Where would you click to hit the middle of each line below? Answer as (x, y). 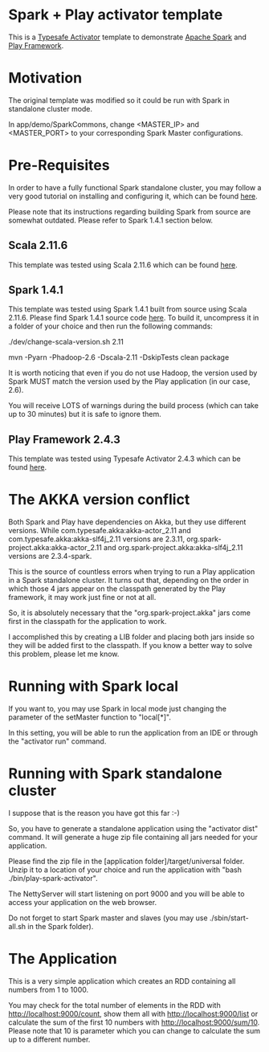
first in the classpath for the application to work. (88, 622)
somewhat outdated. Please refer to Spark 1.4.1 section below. (111, 220)
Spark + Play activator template (116, 15)
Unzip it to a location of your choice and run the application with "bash (125, 870)
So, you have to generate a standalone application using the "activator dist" (133, 829)
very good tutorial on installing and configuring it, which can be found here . (133, 196)
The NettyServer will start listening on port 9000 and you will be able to (126, 894)
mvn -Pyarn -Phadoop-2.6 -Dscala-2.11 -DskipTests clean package (119, 357)
